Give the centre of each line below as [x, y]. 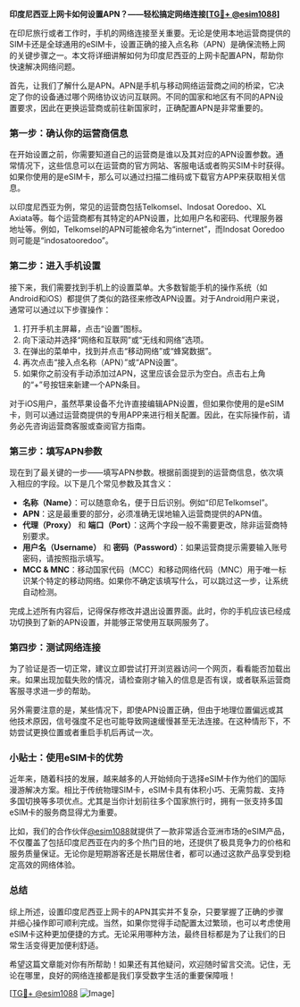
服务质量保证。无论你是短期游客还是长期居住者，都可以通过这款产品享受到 [146, 854]
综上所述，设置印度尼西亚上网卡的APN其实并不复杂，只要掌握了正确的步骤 [146, 911]
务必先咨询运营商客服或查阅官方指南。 [79, 426]
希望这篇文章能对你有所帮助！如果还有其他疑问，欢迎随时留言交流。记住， [146, 964]
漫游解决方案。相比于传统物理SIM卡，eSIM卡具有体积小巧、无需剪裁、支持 [147, 790]
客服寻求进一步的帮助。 [52, 691]
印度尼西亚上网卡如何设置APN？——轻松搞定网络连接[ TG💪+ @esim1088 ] [145, 14]
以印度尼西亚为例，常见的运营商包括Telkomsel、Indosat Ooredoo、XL [138, 207]
